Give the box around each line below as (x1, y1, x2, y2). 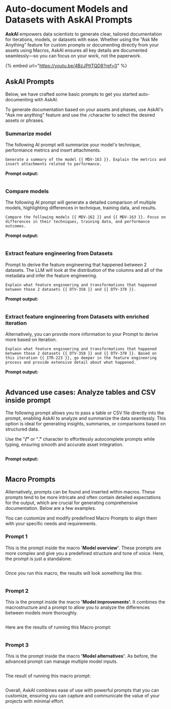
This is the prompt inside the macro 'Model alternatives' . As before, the (5, 653, 158, 659)
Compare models (5, 187, 49, 195)
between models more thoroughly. (5, 610, 78, 616)
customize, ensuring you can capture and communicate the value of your (5, 693, 160, 699)
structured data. (5, 426, 39, 432)
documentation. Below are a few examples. (5, 505, 96, 511)
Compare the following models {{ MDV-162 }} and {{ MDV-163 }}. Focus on (5, 214, 166, 220)
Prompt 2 (5, 587, 29, 594)
